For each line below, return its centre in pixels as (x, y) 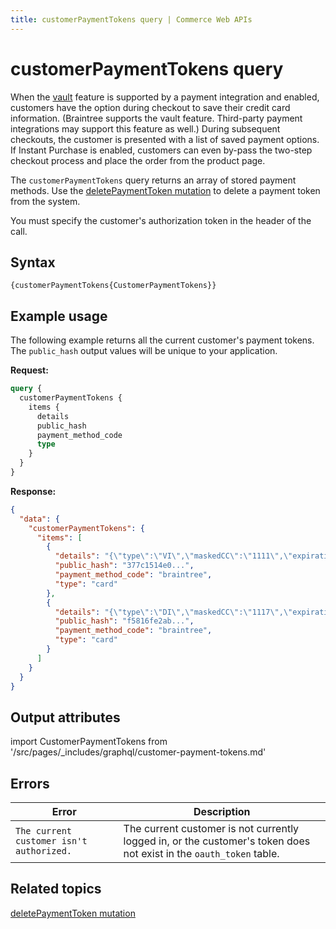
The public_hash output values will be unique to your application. (144, 351)
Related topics (56, 889)
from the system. (45, 201)
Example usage (59, 316)
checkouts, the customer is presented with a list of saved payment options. (165, 139)
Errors (30, 783)
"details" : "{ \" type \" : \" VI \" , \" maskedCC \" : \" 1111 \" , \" (173, 556)
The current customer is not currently (211, 829)
